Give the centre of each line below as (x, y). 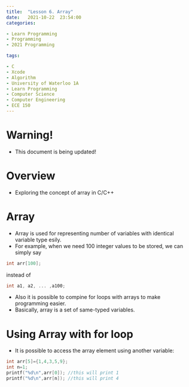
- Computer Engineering (36, 100)
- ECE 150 (19, 105)
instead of (19, 275)
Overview (31, 176)
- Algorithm (21, 78)
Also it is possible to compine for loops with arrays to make (88, 297)
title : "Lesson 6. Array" (40, 12)
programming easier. (40, 304)
